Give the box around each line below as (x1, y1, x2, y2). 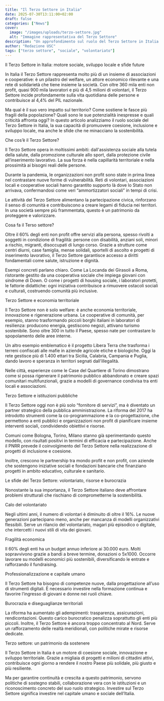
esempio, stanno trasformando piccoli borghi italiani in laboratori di (5, 317, 141, 323)
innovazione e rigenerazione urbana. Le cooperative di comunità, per (5, 312, 144, 318)
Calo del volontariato (5, 501, 47, 507)
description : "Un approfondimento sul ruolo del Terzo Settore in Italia (5, 39, 159, 44)
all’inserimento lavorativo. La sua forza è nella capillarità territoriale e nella (5, 157, 155, 163)
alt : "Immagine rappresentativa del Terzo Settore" (9, 35, 117, 40)
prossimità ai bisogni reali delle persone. (5, 162, 87, 168)
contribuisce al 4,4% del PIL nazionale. (5, 97, 84, 103)
